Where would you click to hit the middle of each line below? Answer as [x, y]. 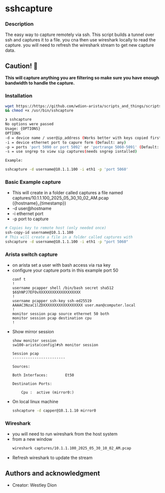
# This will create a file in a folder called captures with [69, 237]
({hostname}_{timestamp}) [39, 203]
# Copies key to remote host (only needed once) [56, 228]
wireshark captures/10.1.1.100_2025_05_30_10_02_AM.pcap [72, 448]
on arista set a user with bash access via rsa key [61, 265]
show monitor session [34, 341]
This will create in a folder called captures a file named [68, 193]
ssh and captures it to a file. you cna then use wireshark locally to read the [81, 40]
